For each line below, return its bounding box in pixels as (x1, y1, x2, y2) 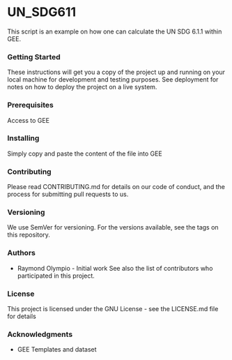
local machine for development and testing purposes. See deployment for (7, 75, 219, 84)
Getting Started (7, 52, 61, 61)
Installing (7, 133, 40, 143)
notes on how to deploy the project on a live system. (7, 83, 157, 91)
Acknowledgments (7, 329, 73, 339)
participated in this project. (17, 271, 95, 280)
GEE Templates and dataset (17, 345, 97, 354)
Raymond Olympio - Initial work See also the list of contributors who (17, 264, 213, 272)
